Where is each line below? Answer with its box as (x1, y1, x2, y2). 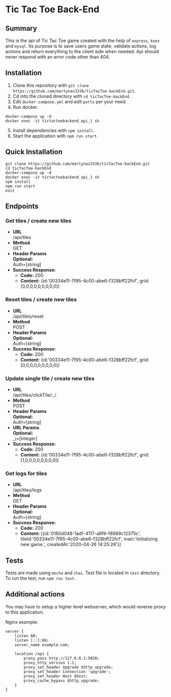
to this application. (5, 609, 45, 615)
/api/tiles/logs (12, 487, 42, 493)
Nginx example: (5, 619, 38, 625)
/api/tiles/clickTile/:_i (12, 391, 56, 398)
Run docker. (12, 104, 38, 110)
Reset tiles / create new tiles (5, 296, 77, 303)
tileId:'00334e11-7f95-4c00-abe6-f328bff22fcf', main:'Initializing (20, 536, 158, 542)
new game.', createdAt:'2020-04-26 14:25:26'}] (20, 541, 121, 548)
